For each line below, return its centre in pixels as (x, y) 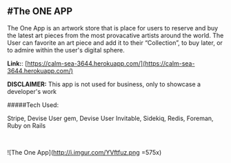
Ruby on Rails (27, 125)
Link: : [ (17, 63)
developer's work (32, 91)
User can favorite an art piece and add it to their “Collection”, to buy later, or (115, 42)
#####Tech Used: (33, 105)
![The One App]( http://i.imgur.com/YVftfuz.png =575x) (84, 152)
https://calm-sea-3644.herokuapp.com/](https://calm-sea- (111, 63)
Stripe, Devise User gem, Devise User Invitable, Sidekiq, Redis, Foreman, (110, 118)
